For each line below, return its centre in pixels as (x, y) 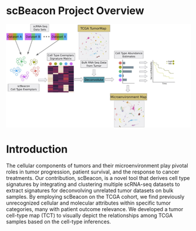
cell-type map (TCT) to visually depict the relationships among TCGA (89, 215)
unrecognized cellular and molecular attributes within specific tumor (89, 203)
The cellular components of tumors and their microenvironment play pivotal (97, 165)
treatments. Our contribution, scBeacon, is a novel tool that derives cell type (98, 178)
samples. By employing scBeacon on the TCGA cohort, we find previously (95, 196)
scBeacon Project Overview (75, 11)
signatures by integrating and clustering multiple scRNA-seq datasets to (93, 184)
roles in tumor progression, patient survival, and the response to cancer (93, 172)
